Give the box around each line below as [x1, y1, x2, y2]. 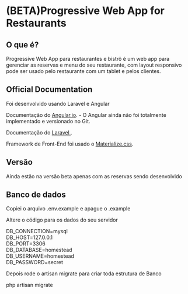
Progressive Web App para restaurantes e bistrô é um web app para [6, 56, 170, 62]
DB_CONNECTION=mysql [6, 228, 68, 235]
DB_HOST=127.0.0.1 [6, 234, 53, 241]
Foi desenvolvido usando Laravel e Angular [6, 100, 110, 107]
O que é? [6, 40, 39, 50]
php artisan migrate [6, 282, 54, 289]
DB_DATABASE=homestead [6, 247, 72, 254]
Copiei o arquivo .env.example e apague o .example [6, 205, 131, 212]
